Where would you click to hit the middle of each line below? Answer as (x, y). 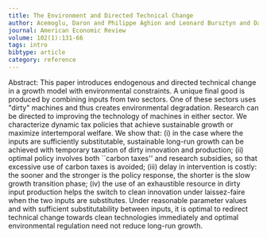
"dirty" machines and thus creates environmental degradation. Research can (133, 107)
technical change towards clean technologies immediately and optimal (124, 217)
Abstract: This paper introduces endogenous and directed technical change (132, 82)
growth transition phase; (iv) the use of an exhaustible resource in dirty (124, 183)
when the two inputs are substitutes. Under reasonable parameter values (128, 200)
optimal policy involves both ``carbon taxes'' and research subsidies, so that (133, 158)
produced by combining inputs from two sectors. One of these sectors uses (132, 99)
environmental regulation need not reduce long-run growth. (106, 225)
